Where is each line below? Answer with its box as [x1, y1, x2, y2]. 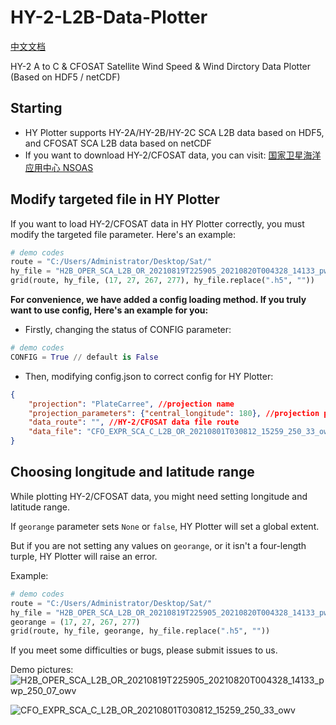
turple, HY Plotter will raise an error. [10, 550, 158, 562]
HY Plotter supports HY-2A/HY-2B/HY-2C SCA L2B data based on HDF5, [24, 126, 325, 138]
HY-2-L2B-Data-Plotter [10, 6, 208, 29]
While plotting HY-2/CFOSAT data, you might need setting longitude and [10, 490, 308, 502]
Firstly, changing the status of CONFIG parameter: [24, 324, 232, 336]
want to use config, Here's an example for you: [10, 304, 209, 316]
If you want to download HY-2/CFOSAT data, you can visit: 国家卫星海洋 [24, 149, 322, 161]
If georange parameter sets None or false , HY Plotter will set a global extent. [10, 520, 320, 532]
